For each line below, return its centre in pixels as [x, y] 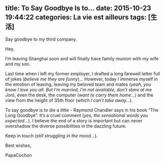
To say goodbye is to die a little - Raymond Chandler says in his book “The [82, 110]
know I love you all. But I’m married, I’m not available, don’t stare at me [79, 89]
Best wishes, [18, 145]
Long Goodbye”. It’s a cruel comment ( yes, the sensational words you [77, 115]
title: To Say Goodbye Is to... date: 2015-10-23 [78, 8]
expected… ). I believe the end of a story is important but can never [74, 120]
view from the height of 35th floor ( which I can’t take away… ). [69, 100]
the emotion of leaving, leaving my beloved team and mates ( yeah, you [78, 84]
